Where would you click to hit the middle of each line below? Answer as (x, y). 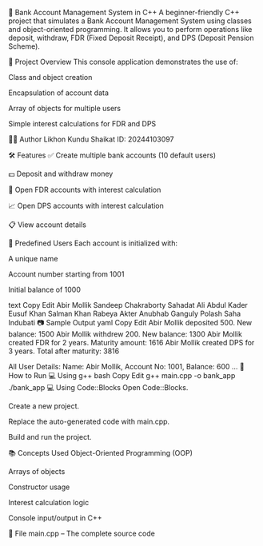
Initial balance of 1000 (45, 289)
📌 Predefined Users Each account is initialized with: (93, 243)
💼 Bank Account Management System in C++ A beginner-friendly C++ (124, 12)
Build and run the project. (50, 437)
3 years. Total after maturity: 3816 (64, 351)
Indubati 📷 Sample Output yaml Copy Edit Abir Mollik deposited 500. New (130, 323)
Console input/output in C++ (55, 518)
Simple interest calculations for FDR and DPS (82, 124)
